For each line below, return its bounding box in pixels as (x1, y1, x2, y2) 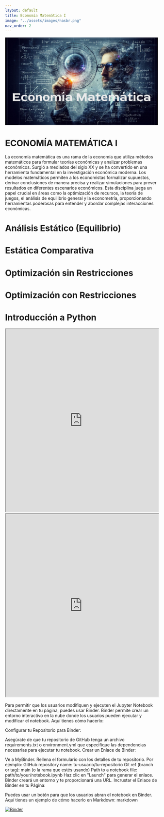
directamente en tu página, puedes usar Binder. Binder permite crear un (5, 707, 149, 713)
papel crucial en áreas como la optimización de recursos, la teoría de (5, 190, 143, 196)
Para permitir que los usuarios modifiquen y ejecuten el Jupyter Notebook (5, 702, 153, 708)
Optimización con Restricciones (5, 290, 137, 301)
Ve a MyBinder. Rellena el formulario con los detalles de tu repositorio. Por (5, 756, 154, 762)
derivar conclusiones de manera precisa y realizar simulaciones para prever (5, 180, 157, 186)
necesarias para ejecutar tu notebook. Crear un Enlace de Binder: (5, 747, 136, 753)
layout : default (5, 8, 38, 13)
